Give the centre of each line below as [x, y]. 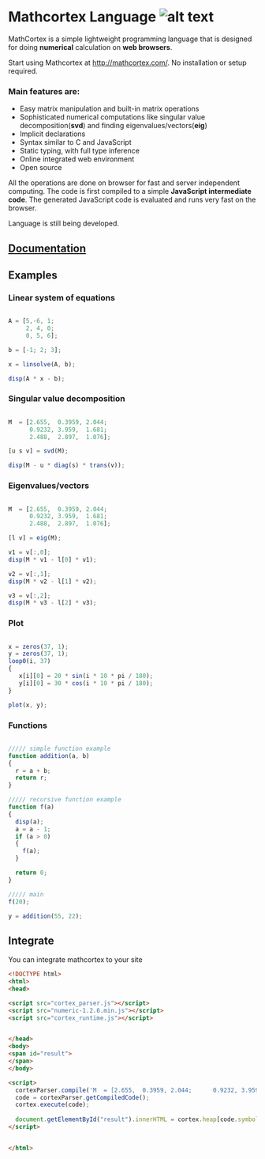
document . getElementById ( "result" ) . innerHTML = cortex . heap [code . [127, 1119]
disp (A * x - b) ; [37, 379]
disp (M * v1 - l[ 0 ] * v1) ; [52, 559]
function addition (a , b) [49, 756]
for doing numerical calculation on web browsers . [90, 47]
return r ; [31, 778]
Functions [28, 725]
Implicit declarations [52, 134]
